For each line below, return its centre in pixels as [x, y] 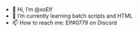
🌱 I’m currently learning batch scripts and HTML [72, 16]
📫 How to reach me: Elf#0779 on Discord [64, 22]
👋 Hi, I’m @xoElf [32, 9]
